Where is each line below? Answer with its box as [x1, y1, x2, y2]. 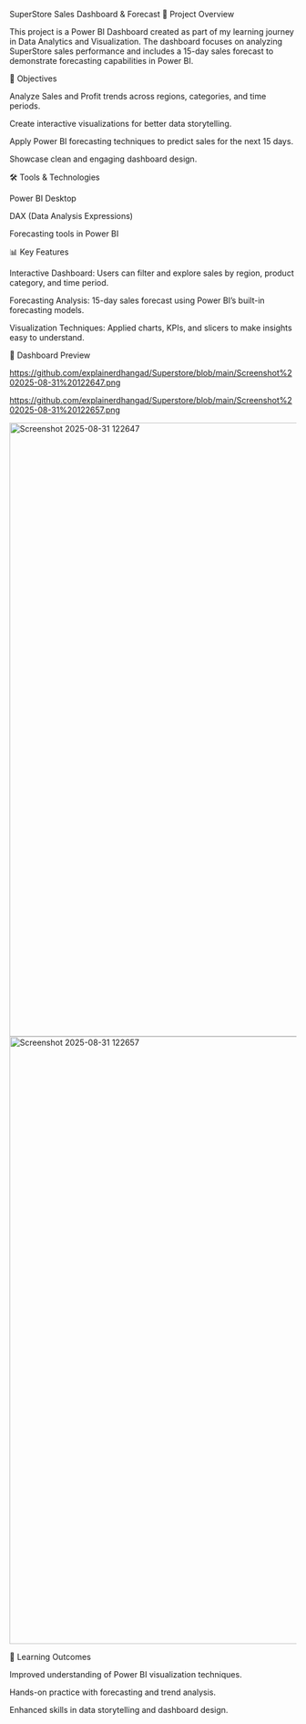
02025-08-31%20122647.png [9, 377, 121, 388]
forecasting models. [9, 305, 85, 315]
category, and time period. [9, 277, 109, 287]
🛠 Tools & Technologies [9, 172, 100, 183]
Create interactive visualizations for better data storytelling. [9, 119, 232, 129]
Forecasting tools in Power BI [9, 228, 119, 239]
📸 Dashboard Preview [9, 350, 91, 360]
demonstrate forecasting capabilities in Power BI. [9, 56, 194, 66]
